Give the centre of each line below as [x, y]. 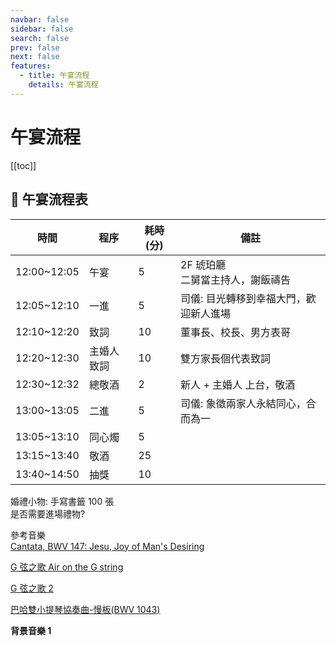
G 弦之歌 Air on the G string [67, 567]
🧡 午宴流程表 [49, 199]
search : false [40, 38]
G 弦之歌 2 [32, 588]
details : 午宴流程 [63, 85]
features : [31, 66]
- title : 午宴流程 [54, 76]
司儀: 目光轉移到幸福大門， [243, 298]
